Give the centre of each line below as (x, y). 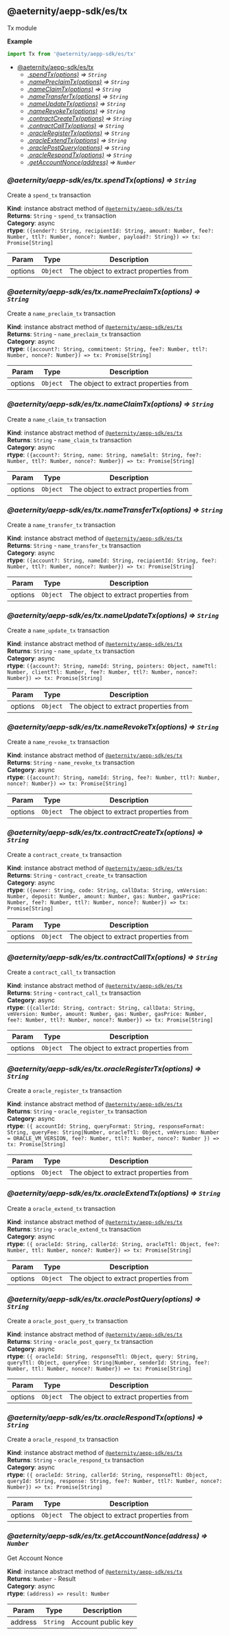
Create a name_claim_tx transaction (57, 419)
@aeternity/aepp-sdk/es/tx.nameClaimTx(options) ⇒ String (111, 404)
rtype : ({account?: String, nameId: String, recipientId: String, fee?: (112, 560)
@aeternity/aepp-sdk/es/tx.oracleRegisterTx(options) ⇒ (104, 1068)
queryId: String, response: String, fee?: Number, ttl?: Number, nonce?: (115, 1481)
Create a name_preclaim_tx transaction (61, 313)
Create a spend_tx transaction (49, 195)
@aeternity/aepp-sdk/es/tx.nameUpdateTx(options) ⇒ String (113, 615)
